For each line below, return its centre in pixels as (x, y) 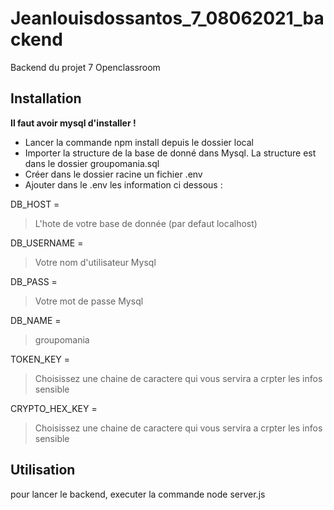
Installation (46, 98)
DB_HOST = (35, 204)
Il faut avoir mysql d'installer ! (73, 123)
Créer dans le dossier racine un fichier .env (113, 174)
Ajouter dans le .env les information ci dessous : (123, 184)
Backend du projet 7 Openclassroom (85, 67)
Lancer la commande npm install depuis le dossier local (139, 142)
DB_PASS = (34, 281)
